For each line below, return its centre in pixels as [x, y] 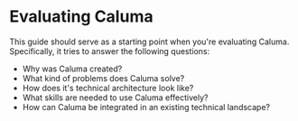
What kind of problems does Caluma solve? [103, 78]
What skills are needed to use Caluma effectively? [115, 98]
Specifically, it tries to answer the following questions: [110, 51]
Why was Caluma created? [72, 69]
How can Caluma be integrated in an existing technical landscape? [146, 107]
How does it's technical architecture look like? [108, 88]
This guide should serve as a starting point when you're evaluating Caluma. [149, 42]
